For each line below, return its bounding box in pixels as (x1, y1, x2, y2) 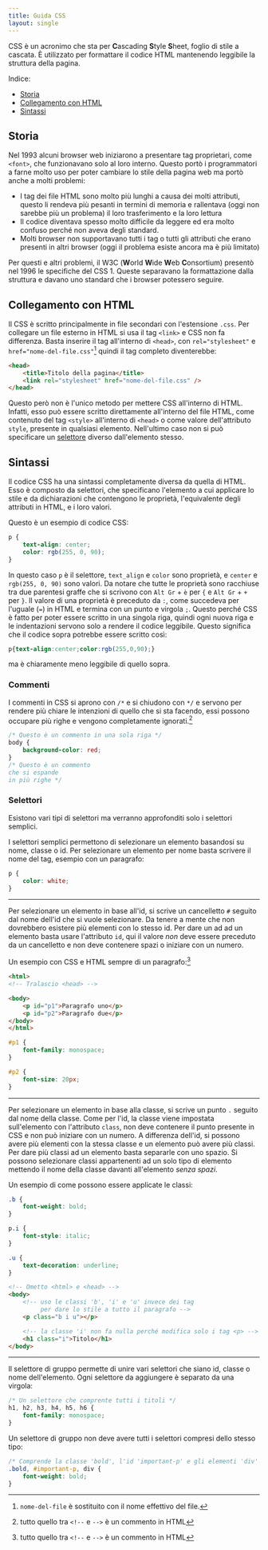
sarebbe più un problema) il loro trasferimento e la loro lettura (19, 209, 223, 218)
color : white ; (22, 877, 69, 885)
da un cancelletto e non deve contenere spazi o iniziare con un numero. (8, 941, 244, 950)
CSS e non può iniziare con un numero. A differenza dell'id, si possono (8, 1130, 241, 1140)
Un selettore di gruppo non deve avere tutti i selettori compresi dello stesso (8, 1433, 256, 1443)
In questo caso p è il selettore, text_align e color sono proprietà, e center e (8, 569, 258, 580)
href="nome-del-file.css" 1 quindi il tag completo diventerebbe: (8, 345, 217, 356)
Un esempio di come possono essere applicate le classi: (8, 1180, 193, 1189)
